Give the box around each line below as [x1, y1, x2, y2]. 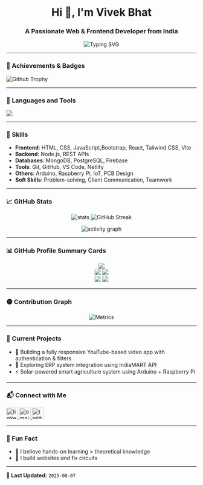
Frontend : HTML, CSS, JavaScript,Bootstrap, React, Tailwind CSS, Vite [14, 144, 192, 151]
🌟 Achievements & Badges [6, 62, 85, 70]
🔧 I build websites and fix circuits [14, 454, 98, 462]
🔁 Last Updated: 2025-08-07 [6, 472, 76, 479]
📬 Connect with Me [6, 391, 66, 400]
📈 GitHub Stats [6, 197, 53, 206]
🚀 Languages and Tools [6, 96, 76, 105]
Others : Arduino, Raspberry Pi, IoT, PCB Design [14, 170, 134, 177]
